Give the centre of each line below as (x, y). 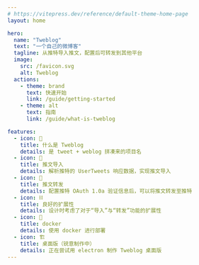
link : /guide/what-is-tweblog (70, 119)
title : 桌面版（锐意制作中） (58, 244)
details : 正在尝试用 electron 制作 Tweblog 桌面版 (91, 250)
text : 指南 (41, 113)
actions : (27, 79)
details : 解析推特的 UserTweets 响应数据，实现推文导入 (96, 171)
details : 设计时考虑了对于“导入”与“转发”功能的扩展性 (91, 211)
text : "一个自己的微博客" (47, 47)
